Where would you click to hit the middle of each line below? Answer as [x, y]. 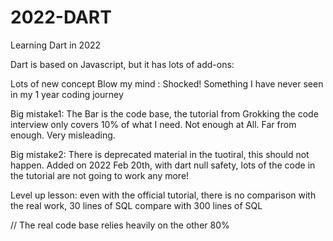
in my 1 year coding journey [67, 94]
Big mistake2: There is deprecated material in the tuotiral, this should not [160, 154]
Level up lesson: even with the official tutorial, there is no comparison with [163, 195]
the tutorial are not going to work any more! [100, 175]
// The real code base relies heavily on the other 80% [120, 225]
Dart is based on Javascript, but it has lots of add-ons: [122, 64]
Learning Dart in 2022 [56, 45]
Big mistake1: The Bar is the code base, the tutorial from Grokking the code [164, 113]
